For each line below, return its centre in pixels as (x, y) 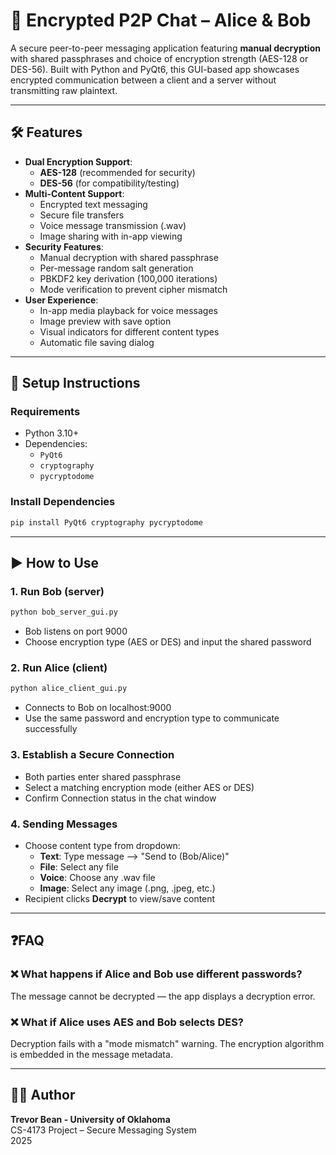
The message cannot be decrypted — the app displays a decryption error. (163, 996)
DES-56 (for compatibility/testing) (109, 183)
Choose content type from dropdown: (102, 845)
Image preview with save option (105, 321)
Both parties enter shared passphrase (103, 776)
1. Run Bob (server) (57, 591)
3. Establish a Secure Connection (92, 755)
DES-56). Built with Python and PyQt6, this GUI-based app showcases (155, 69)
